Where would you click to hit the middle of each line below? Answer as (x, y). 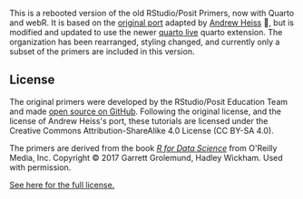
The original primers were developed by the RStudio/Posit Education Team (149, 101)
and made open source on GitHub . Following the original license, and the (145, 111)
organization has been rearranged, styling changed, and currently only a (145, 42)
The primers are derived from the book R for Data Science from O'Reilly (143, 147)
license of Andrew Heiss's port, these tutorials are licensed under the (139, 120)
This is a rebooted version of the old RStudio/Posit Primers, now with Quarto (152, 13)
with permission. (40, 167)
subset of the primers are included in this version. (102, 52)
